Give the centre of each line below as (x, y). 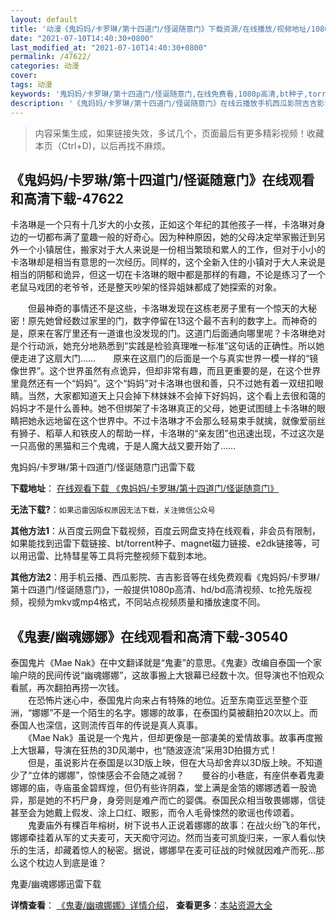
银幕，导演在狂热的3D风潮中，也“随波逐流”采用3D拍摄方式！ (152, 750)
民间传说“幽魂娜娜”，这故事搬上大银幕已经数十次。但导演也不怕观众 (184, 675)
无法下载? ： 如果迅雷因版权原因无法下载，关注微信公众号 (113, 510)
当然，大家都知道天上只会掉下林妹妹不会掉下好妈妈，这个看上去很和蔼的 (176, 396)
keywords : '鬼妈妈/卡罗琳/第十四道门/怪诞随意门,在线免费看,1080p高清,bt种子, (159, 94)
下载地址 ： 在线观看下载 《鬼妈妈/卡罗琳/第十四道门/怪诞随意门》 (145, 488)
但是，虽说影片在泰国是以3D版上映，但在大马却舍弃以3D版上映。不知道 (175, 763)
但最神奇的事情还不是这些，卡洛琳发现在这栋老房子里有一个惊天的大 (167, 308)
